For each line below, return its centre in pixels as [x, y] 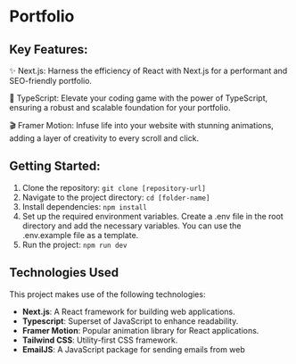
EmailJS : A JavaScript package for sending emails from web [133, 349]
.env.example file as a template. [80, 235]
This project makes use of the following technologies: [107, 294]
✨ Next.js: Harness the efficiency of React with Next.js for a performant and [148, 70]
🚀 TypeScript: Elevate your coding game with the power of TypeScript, [139, 98]
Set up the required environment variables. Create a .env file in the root [152, 216]
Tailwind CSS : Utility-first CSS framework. [100, 340]
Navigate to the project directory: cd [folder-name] [116, 197]
